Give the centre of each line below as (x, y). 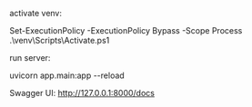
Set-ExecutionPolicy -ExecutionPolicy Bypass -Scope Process (126, 30)
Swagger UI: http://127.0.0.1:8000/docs (82, 93)
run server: (30, 58)
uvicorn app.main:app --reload (67, 75)
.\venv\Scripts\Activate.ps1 (60, 40)
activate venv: (35, 13)
